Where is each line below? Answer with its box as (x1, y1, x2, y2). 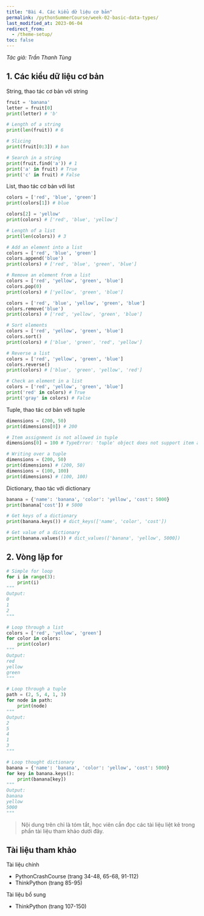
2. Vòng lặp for (6, 552, 63, 562)
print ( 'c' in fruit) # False (6, 171, 80, 178)
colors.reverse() (6, 361, 50, 367)
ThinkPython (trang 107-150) (15, 903, 87, 910)
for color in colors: (6, 635, 61, 641)
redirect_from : (6, 26, 45, 32)
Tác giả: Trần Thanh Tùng (6, 54, 72, 61)
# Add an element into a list (6, 244, 83, 250)
